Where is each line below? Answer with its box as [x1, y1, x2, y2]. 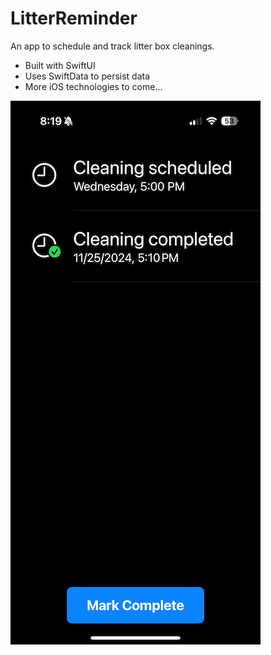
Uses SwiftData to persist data [24, 70, 151, 82]
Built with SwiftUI [24, 59, 96, 71]
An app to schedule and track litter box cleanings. [10, 40, 215, 52]
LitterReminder [10, 7, 138, 30]
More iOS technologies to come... [24, 80, 163, 92]
